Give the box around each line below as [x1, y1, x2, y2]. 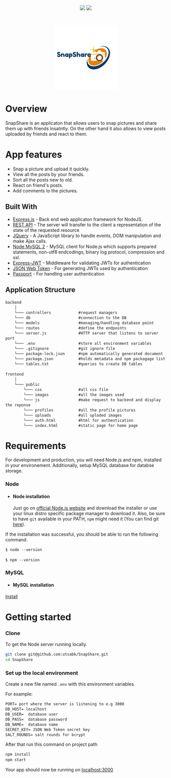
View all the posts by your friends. [12, 171, 85, 177]
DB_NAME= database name [5, 722, 58, 727]
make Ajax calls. [12, 238, 47, 244]
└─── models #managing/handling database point [14, 320, 154, 325]
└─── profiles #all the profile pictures [23, 407, 136, 413]
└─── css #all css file [23, 387, 109, 392]
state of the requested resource [12, 227, 80, 233]
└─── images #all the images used [23, 392, 125, 397]
